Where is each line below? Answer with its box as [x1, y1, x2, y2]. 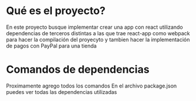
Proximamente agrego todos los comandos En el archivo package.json [6, 82, 177, 89]
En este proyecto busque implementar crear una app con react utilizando [6, 23, 184, 31]
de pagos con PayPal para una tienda [6, 42, 97, 49]
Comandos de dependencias [6, 63, 150, 76]
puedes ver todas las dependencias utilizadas [6, 88, 117, 95]
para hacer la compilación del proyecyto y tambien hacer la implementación [6, 36, 190, 43]
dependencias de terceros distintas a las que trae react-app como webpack [6, 29, 190, 36]
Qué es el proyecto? [6, 4, 106, 18]
